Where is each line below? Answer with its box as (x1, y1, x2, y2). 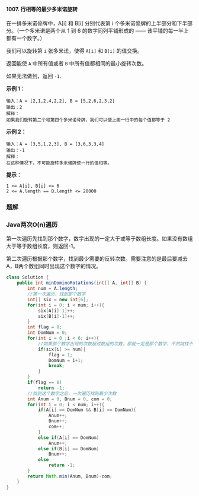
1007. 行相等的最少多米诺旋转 (6, 5, 78, 12)
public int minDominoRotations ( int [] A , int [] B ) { (17, 280, 147, 286)
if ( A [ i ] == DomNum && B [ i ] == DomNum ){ (37, 407, 136, 413)
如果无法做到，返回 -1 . (6, 72, 62, 80)
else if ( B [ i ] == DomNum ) (37, 446, 99, 451)
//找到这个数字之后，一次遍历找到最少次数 (27, 390, 117, 396)
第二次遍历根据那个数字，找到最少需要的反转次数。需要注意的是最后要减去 (6, 255, 188, 263)
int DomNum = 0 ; (27, 330, 68, 336)
